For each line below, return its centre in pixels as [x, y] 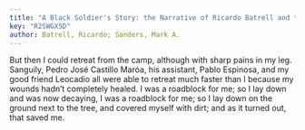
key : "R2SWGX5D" [40, 26]
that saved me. [37, 117]
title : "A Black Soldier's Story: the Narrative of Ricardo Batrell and [150, 18]
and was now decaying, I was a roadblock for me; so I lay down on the [141, 98]
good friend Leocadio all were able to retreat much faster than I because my [152, 79]
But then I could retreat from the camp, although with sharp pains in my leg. [151, 60]
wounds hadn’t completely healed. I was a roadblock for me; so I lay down [148, 89]
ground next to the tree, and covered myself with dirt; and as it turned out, [148, 108]
